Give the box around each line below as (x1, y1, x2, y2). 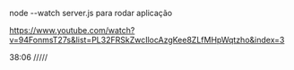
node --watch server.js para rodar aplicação (9, 8, 173, 18)
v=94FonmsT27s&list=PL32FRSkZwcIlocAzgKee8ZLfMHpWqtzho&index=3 (9, 35, 285, 45)
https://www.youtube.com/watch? (9, 25, 135, 35)
